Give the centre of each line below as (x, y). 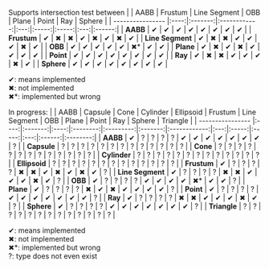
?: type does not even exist (53, 256)
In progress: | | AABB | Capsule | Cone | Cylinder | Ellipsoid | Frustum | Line (132, 112)
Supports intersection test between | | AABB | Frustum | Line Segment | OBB (134, 12)
